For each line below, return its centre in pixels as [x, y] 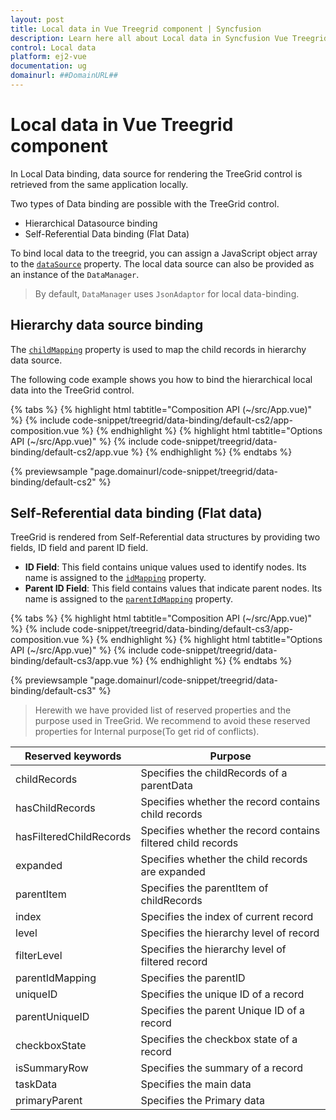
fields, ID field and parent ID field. [79, 548]
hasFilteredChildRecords [73, 837]
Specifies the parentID [193, 978]
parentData [166, 786]
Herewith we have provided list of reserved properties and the [163, 710]
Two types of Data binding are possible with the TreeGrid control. [145, 203]
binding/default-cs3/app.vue [69, 661]
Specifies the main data [196, 1084]
